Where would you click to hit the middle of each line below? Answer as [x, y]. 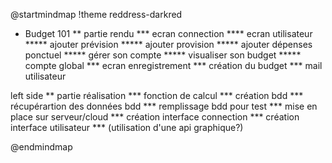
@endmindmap [41, 147]
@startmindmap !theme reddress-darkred [96, 14]
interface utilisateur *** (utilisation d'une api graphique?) [127, 127]
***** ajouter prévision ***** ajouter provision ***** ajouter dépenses [168, 44]
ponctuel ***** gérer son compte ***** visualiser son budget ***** [163, 55]
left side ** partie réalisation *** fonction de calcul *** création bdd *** [157, 95]
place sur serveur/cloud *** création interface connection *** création [155, 117]
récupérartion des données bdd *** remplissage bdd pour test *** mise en [164, 106]
